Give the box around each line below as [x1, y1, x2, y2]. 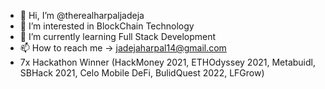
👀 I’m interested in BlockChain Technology [19, 20, 195, 32]
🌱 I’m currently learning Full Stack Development [19, 31, 217, 42]
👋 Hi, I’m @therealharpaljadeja [19, 10, 145, 21]
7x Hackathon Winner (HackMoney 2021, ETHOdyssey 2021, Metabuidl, [19, 56, 316, 68]
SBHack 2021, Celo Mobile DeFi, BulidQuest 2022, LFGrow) [19, 67, 265, 79]
